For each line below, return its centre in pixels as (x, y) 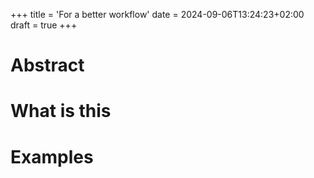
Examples (52, 156)
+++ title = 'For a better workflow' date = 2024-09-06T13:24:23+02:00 (157, 14)
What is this (61, 111)
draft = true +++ (44, 25)
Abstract (47, 65)
